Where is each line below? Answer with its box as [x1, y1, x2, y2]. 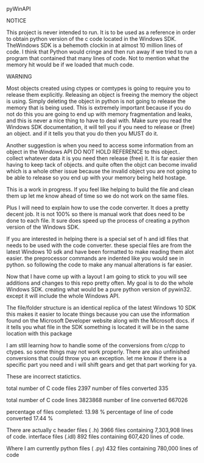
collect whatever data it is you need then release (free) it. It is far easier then [6, 155, 198, 162]
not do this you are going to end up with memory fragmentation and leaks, [6, 111, 193, 117]
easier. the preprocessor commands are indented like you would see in [6, 255, 185, 262]
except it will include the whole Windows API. [6, 292, 120, 299]
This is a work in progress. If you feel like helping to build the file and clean [6, 186, 194, 193]
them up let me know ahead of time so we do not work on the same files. [6, 192, 189, 200]
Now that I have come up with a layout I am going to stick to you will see [6, 273, 188, 280]
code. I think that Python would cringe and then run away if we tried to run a [6, 48, 197, 55]
